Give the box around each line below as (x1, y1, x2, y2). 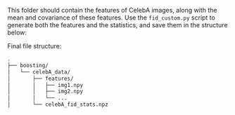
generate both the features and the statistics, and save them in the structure (7, 21, 228, 29)
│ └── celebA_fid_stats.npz (7, 101, 109, 108)
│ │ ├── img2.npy (7, 88, 83, 95)
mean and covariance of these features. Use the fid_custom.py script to (7, 13, 216, 22)
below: (7, 28, 27, 36)
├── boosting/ (7, 62, 49, 69)
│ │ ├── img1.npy (7, 81, 83, 88)
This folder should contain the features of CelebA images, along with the (7, 6, 217, 14)
